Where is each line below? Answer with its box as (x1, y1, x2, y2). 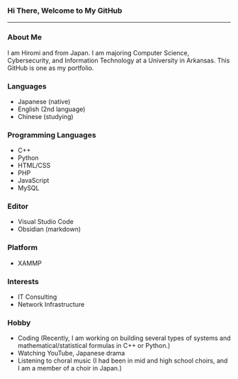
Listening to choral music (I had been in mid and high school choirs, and (17, 356, 228, 365)
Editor (7, 201, 29, 211)
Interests (7, 276, 39, 286)
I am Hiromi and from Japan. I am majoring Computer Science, (7, 48, 190, 57)
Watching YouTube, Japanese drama (17, 349, 125, 358)
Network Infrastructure (17, 300, 85, 309)
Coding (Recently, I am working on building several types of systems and (17, 334, 231, 342)
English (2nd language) (17, 105, 86, 113)
